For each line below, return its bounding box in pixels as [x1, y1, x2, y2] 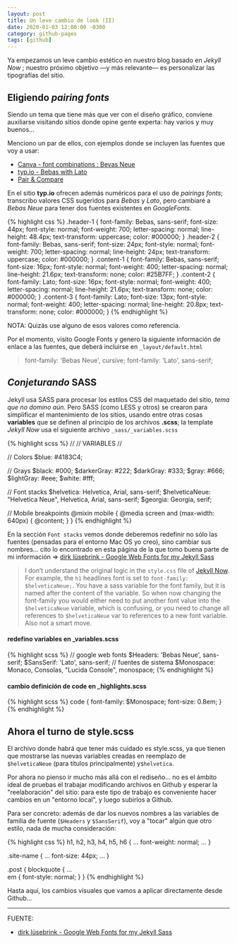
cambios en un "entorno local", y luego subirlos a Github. [7, 795, 174, 804]
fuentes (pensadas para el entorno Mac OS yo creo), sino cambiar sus [7, 538, 212, 546]
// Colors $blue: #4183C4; [7, 453, 83, 461]
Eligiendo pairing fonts [7, 91, 110, 103]
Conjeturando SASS [7, 376, 97, 389]
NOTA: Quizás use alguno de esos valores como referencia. [7, 321, 181, 329]
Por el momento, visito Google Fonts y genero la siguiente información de [7, 335, 221, 343]
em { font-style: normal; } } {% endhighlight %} [7, 872, 144, 881]
